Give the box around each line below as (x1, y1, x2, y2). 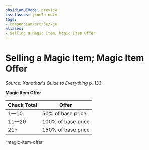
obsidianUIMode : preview (5, 7, 57, 13)
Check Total (8, 101, 38, 108)
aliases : (5, 26, 24, 31)
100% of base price (42, 118, 90, 125)
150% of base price (42, 126, 90, 133)
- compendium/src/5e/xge (5, 21, 57, 27)
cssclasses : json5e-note (5, 12, 57, 17)
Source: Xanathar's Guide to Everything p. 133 (5, 80, 102, 86)
